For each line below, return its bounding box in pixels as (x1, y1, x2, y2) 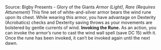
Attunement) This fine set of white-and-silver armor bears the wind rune (5, 9, 151, 15)
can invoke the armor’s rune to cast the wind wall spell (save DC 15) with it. (5, 30, 157, 35)
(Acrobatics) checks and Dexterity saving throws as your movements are (5, 19, 153, 25)
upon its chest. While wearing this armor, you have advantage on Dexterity (5, 15, 156, 20)
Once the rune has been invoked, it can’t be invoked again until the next (5, 35, 150, 41)
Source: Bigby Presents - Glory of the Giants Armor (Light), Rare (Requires (5, 4, 156, 10)
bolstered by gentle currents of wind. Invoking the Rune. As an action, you (5, 25, 157, 31)
